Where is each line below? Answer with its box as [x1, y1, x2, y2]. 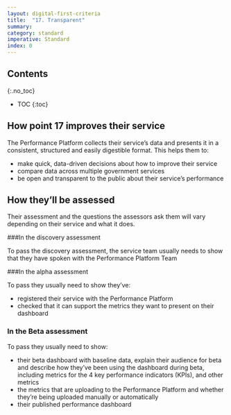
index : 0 [7, 42, 33, 49]
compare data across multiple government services [17, 167, 165, 175]
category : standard [7, 29, 64, 37]
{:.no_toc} [7, 86, 35, 94]
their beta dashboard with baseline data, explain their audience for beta [17, 355, 222, 364]
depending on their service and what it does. [7, 220, 135, 228]
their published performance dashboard [17, 400, 132, 408]
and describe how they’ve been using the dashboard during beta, [17, 363, 205, 371]
